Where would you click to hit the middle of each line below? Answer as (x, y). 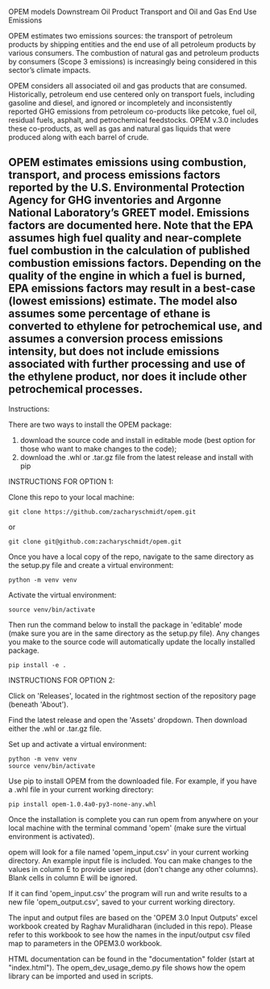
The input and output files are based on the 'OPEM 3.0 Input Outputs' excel (133, 917)
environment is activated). (52, 836)
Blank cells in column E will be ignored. (73, 878)
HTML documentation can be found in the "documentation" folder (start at (132, 958)
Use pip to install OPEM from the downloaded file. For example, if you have (133, 781)
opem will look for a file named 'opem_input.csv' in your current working (129, 852)
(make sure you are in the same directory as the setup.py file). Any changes (134, 633)
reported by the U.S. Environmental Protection (127, 188)
